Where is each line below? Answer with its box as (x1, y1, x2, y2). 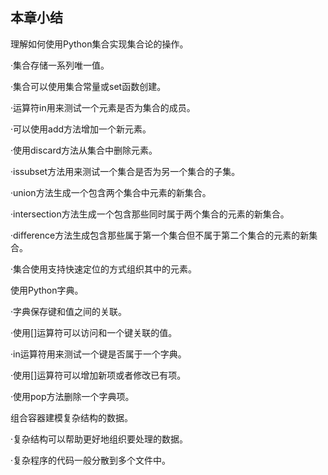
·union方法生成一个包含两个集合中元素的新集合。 (10, 186, 212, 198)
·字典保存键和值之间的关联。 (10, 305, 128, 317)
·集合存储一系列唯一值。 (10, 59, 110, 71)
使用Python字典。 (10, 284, 84, 296)
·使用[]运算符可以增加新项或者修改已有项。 (10, 369, 187, 381)
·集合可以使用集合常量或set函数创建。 (10, 80, 167, 92)
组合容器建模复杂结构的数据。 (10, 411, 133, 423)
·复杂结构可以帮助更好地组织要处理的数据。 (10, 433, 189, 445)
